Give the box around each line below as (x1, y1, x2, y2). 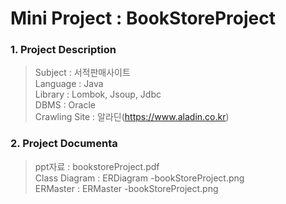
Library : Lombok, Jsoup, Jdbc (34, 88, 162, 101)
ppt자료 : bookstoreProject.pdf (34, 160, 160, 172)
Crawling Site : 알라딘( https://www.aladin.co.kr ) (34, 111, 230, 123)
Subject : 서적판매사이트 (34, 67, 131, 79)
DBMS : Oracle (34, 99, 96, 111)
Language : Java (34, 78, 104, 90)
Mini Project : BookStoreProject (10, 7, 276, 30)
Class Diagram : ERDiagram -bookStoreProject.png (34, 172, 245, 184)
